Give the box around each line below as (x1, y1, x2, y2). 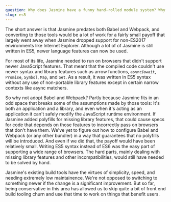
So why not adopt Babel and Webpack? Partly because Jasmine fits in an (5, 95, 159, 101)
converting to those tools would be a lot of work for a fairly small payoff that (5, 32, 165, 38)
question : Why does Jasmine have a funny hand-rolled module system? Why (5, 7, 166, 13)
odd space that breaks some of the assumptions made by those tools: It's (5, 100, 160, 106)
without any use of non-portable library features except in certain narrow (5, 79, 159, 85)
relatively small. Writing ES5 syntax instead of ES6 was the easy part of (5, 143, 155, 149)
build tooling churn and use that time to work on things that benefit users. (5, 191, 160, 197)
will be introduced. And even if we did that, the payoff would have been (5, 138, 155, 144)
